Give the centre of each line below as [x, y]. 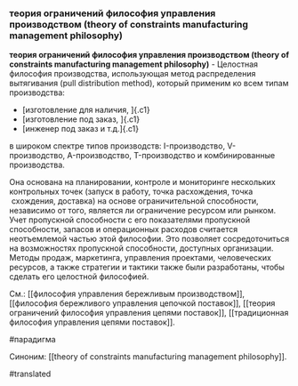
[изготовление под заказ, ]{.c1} [81, 119]
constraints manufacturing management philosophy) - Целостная [134, 64]
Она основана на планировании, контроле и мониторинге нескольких [142, 182]
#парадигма [32, 340]
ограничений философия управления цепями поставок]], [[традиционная [149, 313]
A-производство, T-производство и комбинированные [171, 156]
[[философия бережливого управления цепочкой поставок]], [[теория [142, 303]
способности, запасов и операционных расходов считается [124, 229]
